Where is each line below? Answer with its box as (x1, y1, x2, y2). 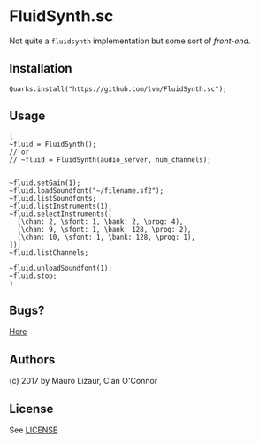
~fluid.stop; (9, 271, 57, 280)
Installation (9, 61, 72, 76)
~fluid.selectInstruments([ (9, 210, 113, 218)
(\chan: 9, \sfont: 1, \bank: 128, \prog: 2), (17, 225, 192, 233)
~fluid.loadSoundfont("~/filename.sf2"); (9, 186, 164, 195)
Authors (9, 352, 56, 367)
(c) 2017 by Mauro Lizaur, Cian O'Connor (9, 376, 157, 386)
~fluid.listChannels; (9, 248, 89, 257)
